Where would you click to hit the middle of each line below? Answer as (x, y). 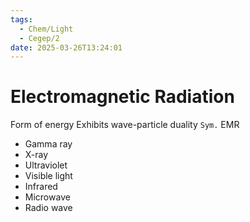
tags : (21, 19)
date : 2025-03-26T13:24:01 (66, 47)
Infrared (41, 187)
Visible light (48, 176)
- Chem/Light (46, 29)
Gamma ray (48, 144)
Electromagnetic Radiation (122, 97)
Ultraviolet (46, 165)
